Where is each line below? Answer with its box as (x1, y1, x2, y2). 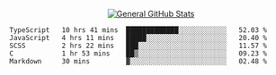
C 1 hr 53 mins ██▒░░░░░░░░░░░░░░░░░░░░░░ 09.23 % (9, 49, 268, 58)
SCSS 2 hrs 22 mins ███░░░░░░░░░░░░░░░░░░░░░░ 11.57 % (9, 41, 268, 50)
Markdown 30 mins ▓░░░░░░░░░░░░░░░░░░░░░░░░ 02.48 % (9, 57, 268, 66)
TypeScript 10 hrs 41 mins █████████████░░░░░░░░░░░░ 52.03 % (9, 26, 268, 35)
